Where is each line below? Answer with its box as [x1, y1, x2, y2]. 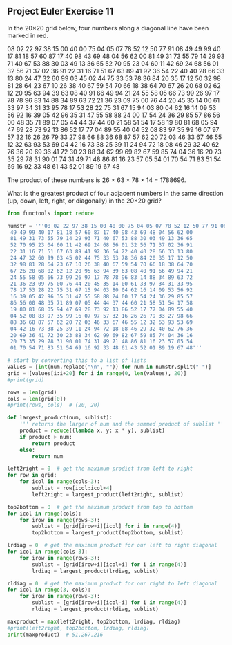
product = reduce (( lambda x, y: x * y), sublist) [19, 427, 166, 435]
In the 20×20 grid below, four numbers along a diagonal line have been [7, 24, 209, 32]
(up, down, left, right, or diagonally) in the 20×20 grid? [7, 197, 162, 205]
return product [32, 439, 76, 447]
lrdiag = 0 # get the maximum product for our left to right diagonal [7, 542, 217, 549]
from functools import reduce [7, 210, 95, 217]
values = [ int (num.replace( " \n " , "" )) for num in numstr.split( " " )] [7, 363, 212, 371]
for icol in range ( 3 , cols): [7, 586, 91, 594]
